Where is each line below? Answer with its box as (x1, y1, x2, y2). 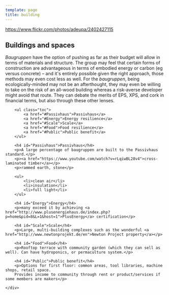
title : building (5, 12, 40, 17)
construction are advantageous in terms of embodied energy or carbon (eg (5, 65, 163, 71)
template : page (5, 7, 38, 13)
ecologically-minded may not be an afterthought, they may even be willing (5, 81, 161, 87)
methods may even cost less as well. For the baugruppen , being (5, 76, 140, 82)
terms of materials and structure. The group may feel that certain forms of (5, 60, 160, 66)
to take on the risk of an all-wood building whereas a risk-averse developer (5, 87, 163, 93)
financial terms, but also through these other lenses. (5, 98, 115, 104)
